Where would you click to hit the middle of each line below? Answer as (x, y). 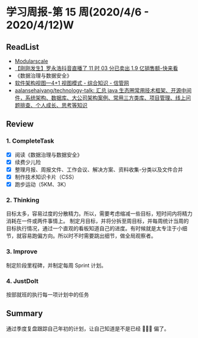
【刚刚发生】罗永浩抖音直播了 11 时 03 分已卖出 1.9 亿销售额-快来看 (96, 68)
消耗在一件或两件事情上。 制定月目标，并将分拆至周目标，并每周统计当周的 (98, 221)
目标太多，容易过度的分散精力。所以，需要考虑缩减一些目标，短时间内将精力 (99, 214)
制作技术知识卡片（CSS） (46, 177)
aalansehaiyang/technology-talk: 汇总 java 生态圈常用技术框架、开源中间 (103, 90)
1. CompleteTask (30, 141)
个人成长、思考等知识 (61, 105)
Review (20, 124)
